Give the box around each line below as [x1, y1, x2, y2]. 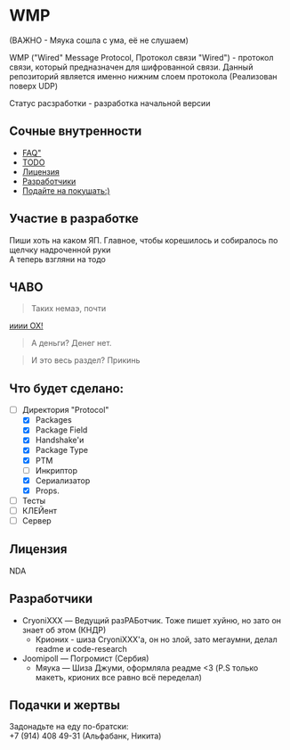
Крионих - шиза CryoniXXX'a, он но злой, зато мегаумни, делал [35, 634, 278, 645]
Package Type [35, 445, 89, 456]
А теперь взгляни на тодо [9, 253, 107, 264]
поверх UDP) [9, 80, 59, 91]
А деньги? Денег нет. [30, 338, 112, 349]
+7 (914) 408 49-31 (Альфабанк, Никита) [9, 730, 162, 741]
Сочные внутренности [9, 124, 142, 139]
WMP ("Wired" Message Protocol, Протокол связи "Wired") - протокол [9, 52, 274, 62]
